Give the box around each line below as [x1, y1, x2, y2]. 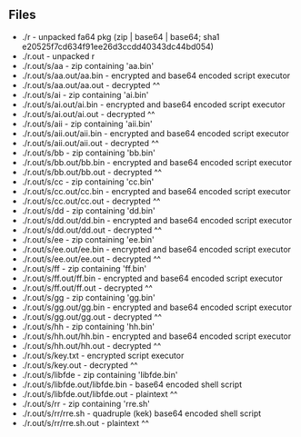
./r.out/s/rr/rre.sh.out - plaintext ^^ [21, 417, 149, 428]
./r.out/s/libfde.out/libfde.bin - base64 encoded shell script [21, 379, 243, 390]
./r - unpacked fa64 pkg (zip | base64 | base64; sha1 [21, 31, 220, 42]
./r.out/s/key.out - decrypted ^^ [21, 359, 138, 371]
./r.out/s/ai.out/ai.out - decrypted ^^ [21, 108, 156, 119]
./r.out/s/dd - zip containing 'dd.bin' [21, 204, 156, 216]
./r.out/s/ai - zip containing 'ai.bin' [21, 89, 149, 100]
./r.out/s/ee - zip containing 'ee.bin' [21, 233, 156, 244]
